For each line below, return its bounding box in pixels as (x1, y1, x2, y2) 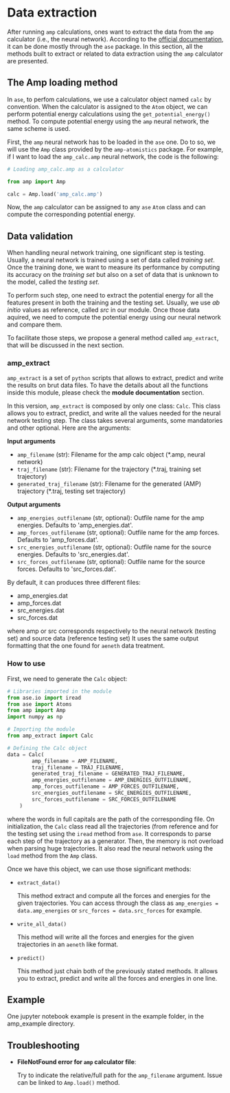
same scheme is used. (7, 124, 71, 132)
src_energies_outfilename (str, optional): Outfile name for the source (16, 543, 211, 552)
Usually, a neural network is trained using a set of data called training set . (7, 256, 215, 264)
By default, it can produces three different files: (7, 579, 141, 587)
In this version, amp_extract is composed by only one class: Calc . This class (7, 402, 221, 410)
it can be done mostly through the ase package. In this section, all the (7, 42, 203, 50)
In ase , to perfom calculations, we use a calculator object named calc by (7, 95, 211, 103)
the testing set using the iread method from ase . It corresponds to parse (7, 829, 211, 837)
